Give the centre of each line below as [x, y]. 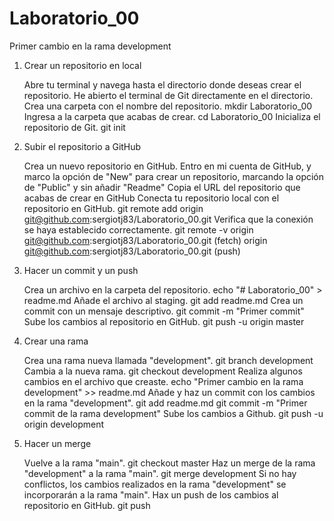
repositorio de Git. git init [74, 127]
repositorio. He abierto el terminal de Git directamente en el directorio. [168, 95]
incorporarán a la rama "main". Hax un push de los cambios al [151, 494]
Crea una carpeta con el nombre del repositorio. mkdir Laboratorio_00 [168, 106]
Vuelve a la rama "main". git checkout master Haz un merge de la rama [169, 463]
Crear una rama [56, 341]
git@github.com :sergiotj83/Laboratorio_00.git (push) [132, 251]
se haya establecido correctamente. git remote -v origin [138, 229]
